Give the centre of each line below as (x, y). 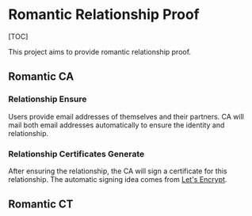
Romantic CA (41, 77)
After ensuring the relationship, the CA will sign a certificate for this (118, 171)
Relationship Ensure (48, 99)
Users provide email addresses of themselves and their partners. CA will (126, 116)
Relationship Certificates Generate (76, 153)
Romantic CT (41, 205)
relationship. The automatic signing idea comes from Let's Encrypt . (118, 179)
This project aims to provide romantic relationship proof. (100, 51)
